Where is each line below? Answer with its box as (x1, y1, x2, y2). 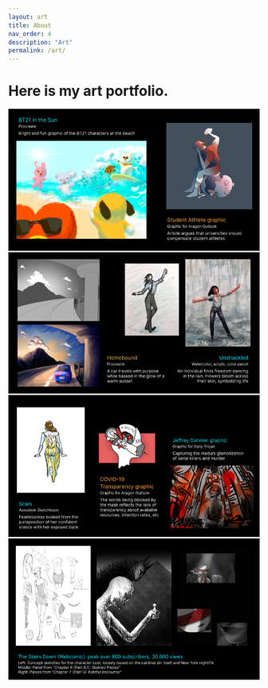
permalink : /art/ (8, 46, 66, 55)
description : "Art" (8, 38, 73, 46)
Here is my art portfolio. (8, 82, 169, 100)
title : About (8, 21, 52, 30)
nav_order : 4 (8, 30, 52, 38)
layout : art (8, 13, 48, 21)
